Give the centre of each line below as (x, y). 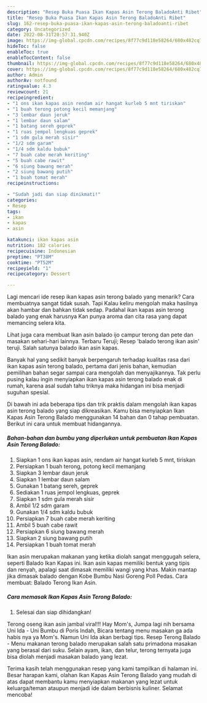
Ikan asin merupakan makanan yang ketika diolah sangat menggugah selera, (104, 557)
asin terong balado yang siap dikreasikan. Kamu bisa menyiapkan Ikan (96, 411)
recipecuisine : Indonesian (41, 251)
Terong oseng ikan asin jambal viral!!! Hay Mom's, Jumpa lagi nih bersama (101, 624)
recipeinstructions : (33, 184)
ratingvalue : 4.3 (29, 87)
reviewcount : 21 (28, 92)
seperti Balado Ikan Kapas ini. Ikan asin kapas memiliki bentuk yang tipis (98, 563)
